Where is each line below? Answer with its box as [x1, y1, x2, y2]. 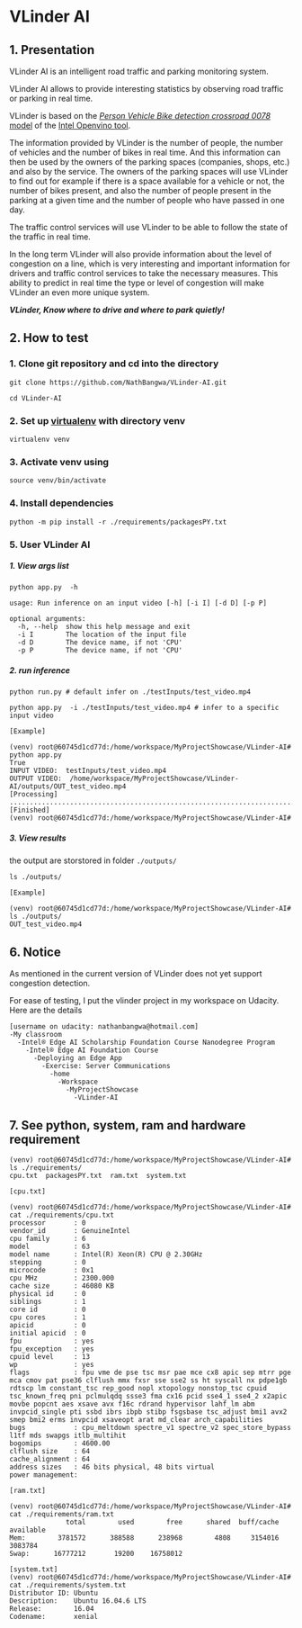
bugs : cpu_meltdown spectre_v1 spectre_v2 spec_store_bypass [9, 1424, 292, 1433]
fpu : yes [9, 1336, 94, 1346]
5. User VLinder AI [9, 538, 91, 551]
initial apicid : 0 [9, 1329, 87, 1338]
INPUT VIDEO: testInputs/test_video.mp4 [9, 767, 167, 776]
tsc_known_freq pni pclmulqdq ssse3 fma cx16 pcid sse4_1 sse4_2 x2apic [9, 1392, 288, 1401]
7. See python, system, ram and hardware [9, 1118, 246, 1133]
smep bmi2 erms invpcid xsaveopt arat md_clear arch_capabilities [9, 1416, 263, 1425]
